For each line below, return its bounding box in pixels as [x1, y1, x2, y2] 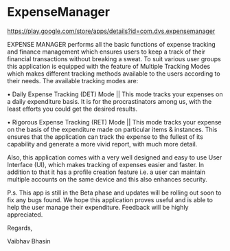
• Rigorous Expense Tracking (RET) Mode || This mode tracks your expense [7, 118, 222, 126]
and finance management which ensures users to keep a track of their [7, 47, 206, 56]
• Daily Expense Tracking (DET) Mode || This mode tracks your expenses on [7, 90, 223, 98]
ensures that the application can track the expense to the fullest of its [7, 132, 204, 141]
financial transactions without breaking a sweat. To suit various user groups [7, 54, 221, 63]
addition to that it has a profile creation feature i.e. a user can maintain [7, 168, 206, 176]
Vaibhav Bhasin [7, 237, 51, 245]
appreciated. [7, 210, 43, 219]
